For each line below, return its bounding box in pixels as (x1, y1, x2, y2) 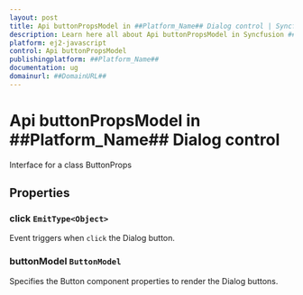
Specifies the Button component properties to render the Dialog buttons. (9, 275, 279, 286)
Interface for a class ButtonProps (9, 159, 133, 170)
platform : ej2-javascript (9, 38, 106, 48)
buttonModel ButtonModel (9, 255, 122, 268)
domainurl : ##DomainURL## (9, 72, 106, 81)
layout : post (9, 13, 59, 22)
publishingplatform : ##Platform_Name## (9, 55, 160, 64)
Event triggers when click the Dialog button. (9, 233, 176, 244)
